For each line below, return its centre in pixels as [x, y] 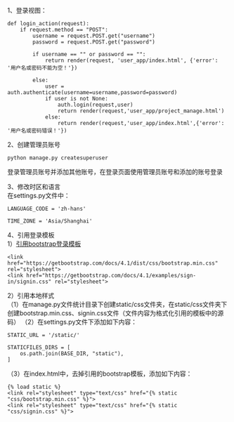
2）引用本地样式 [31, 296]
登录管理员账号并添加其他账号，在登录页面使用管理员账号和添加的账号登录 [115, 172]
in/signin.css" [30, 282]
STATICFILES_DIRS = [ [39, 348]
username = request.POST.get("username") [94, 36]
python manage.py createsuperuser [58, 158]
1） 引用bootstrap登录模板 [44, 244]
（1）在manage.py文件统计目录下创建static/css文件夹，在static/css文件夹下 [117, 304]
